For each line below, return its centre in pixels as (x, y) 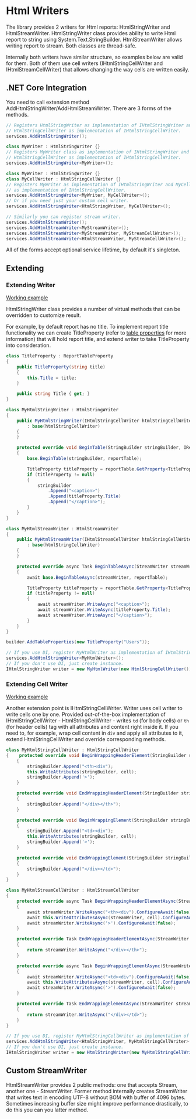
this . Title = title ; (52, 378)
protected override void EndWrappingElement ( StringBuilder (90, 858)
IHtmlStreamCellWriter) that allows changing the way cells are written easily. (98, 69)
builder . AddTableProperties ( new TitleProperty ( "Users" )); (78, 642)
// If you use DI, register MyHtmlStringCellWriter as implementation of (98, 1036)
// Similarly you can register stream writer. (64, 217)
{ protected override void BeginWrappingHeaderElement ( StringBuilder (96, 755)
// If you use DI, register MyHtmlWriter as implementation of (85, 653)
